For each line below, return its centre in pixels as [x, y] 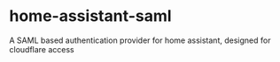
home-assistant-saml [90, 16]
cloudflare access [42, 49]
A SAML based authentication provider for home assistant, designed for [140, 40]
